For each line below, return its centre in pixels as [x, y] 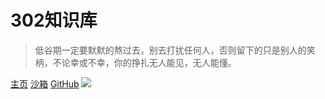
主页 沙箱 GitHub [45, 83]
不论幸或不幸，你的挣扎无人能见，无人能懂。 [144, 62]
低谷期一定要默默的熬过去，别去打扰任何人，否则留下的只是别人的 [170, 50]
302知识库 [54, 20]
